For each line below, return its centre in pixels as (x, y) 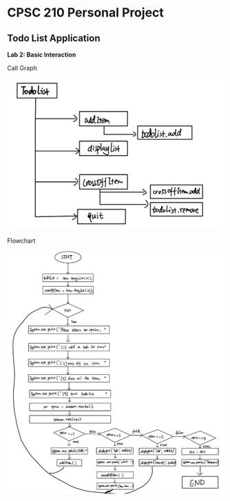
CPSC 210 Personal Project (85, 13)
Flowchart (21, 241)
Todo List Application (54, 38)
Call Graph (22, 68)
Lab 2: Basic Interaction (42, 54)
